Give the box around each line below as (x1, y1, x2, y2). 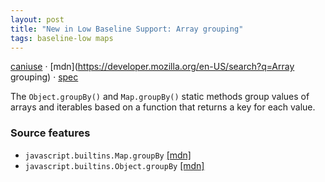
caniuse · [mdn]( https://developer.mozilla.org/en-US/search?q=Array (10, 61, 295, 73)
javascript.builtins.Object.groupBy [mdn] (24, 159, 205, 171)
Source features (10, 126, 91, 140)
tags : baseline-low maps (10, 33, 114, 43)
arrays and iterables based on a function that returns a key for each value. (10, 101, 316, 113)
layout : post (10, 14, 65, 25)
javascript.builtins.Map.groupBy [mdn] (24, 149, 192, 161)
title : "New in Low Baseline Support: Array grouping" (10, 24, 244, 34)
